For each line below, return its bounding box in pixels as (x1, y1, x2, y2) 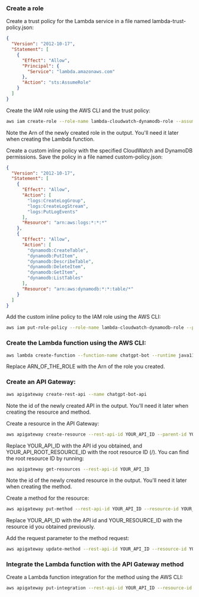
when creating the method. (6, 483, 72, 490)
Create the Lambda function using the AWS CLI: (6, 339, 146, 347)
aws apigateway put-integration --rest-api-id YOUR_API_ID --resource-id (6, 585, 192, 591)
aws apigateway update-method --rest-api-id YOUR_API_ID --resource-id (6, 546, 187, 552)
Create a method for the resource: (6, 494, 89, 502)
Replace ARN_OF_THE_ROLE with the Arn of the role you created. (6, 363, 165, 370)
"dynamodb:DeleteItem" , (27, 264, 86, 270)
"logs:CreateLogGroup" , (27, 198, 86, 204)
